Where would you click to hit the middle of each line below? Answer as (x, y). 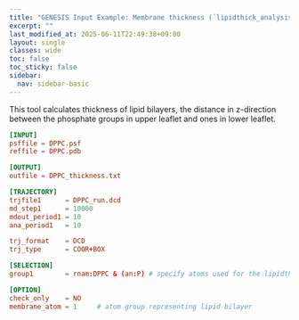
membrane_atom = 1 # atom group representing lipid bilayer (131, 307)
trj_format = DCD (48, 242)
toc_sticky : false (43, 68)
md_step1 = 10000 (51, 209)
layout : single (37, 42)
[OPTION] (25, 290)
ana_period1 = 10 (45, 225)
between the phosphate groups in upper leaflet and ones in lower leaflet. (142, 119)
